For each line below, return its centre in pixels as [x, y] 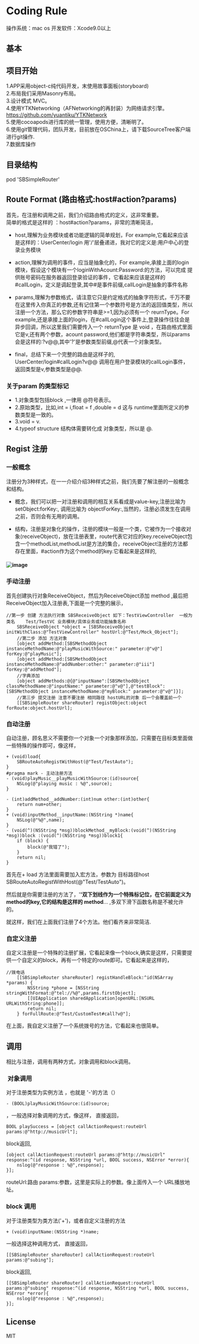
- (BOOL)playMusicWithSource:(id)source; [58, 1104]
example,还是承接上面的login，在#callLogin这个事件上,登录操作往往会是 [102, 319]
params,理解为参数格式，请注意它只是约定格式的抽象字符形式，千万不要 [102, 297]
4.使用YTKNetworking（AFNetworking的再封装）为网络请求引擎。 [87, 109]
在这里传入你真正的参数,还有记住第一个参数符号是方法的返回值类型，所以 [104, 304]
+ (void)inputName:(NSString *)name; [53, 1232]
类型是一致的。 [38, 415]
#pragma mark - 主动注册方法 [39, 773]
